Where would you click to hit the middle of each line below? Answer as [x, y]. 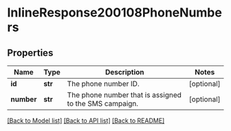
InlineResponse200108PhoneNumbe [114, 13]
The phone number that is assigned [124, 95]
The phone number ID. [103, 84]
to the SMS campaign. [103, 103]
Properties [30, 53]
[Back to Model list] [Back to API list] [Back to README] [86, 121]
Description [125, 72]
